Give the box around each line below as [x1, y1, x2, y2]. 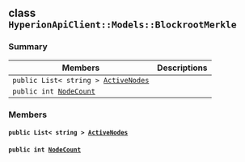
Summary [8, 41, 49, 52]
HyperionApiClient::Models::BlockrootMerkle [8, 19, 237, 31]
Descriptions [157, 62, 208, 73]
